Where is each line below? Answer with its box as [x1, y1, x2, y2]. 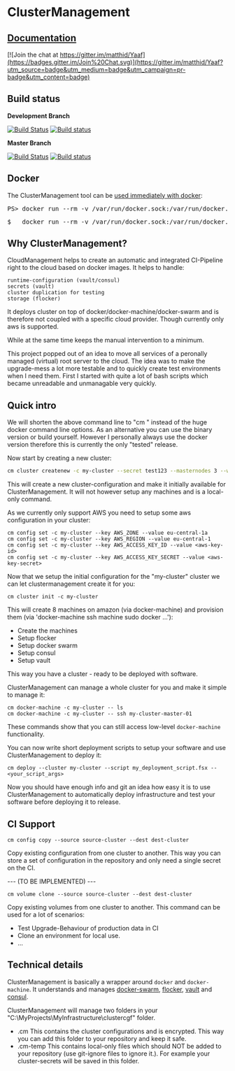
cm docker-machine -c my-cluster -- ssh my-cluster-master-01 [7, 710, 192, 717]
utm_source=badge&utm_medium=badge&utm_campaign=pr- [7, 66, 186, 73]
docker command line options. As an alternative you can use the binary [7, 426, 213, 434]
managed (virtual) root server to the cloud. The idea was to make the [7, 357, 206, 366]
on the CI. [7, 863, 36, 872]
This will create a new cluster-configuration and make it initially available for [7, 480, 226, 489]
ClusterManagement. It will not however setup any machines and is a [7, 487, 206, 496]
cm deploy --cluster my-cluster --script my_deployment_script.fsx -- [7, 765, 218, 772]
